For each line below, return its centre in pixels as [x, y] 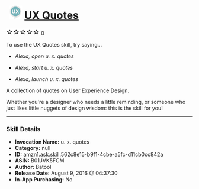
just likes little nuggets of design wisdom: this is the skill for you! [84, 108]
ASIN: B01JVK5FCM [39, 161]
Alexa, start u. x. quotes [44, 67]
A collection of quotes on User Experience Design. [68, 90]
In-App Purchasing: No [44, 180]
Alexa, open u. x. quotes [44, 56]
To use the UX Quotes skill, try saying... [54, 44]
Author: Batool [33, 167]
